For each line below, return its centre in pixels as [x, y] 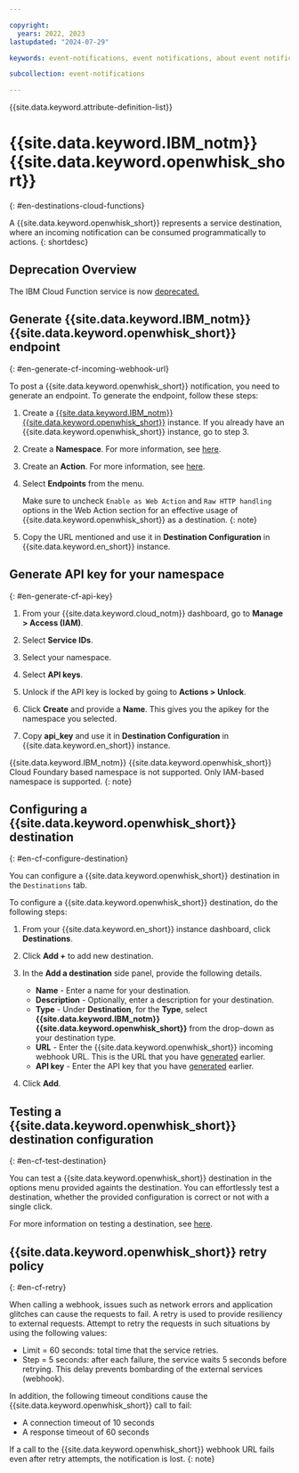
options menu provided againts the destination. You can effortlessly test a [144, 1188]
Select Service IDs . [57, 640]
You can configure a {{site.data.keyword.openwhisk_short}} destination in [145, 876]
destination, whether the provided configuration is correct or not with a [139, 1197]
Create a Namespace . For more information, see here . [121, 449]
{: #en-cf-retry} [38, 1287]
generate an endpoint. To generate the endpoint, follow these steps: [134, 395]
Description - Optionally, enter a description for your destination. [154, 1000]
